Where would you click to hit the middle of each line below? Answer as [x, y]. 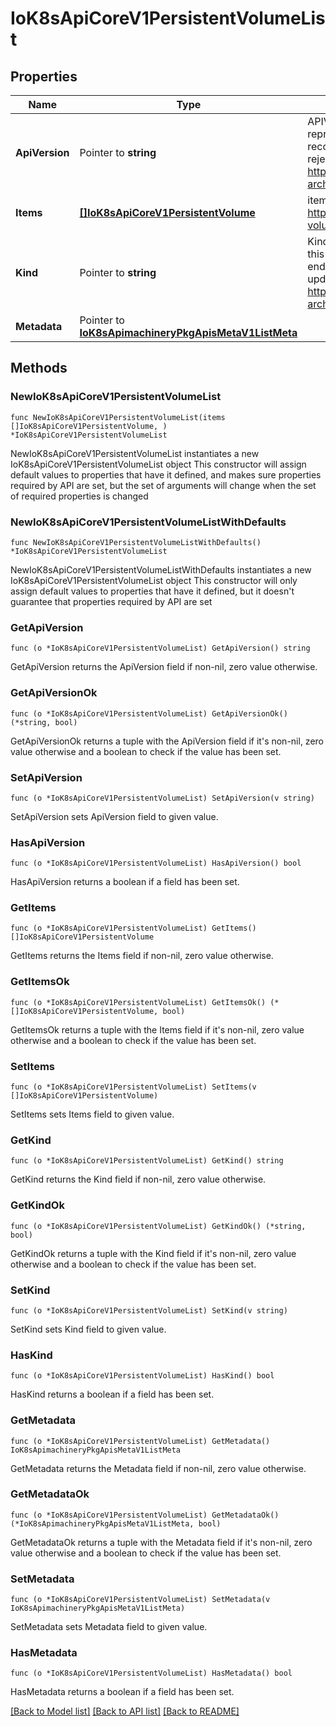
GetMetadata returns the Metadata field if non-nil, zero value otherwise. [158, 1468]
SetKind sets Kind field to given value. [88, 1329]
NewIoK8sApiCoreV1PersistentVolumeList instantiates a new [135, 453]
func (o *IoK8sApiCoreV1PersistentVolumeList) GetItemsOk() [138, 1002]
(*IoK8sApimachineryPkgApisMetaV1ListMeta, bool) [116, 1523]
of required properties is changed [79, 496]
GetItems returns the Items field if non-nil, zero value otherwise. [142, 956]
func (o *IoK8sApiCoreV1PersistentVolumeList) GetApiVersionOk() [149, 713]
